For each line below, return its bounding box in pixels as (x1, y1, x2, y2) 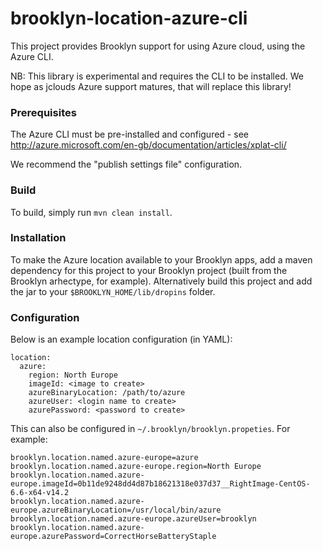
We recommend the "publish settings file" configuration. (10, 158, 243, 171)
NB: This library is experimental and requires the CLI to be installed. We (10, 70, 304, 82)
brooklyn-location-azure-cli (10, 7, 248, 30)
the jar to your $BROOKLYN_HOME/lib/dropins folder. (10, 285, 216, 297)
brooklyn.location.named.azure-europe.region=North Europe (10, 462, 262, 472)
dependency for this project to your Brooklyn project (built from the (10, 264, 288, 276)
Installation (10, 231, 67, 245)
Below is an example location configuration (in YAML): (10, 333, 233, 346)
